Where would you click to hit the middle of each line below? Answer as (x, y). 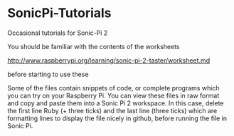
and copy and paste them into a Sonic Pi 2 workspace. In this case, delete (116, 103)
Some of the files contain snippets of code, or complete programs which (113, 88)
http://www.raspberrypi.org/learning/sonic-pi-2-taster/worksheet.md (109, 60)
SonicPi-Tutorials (59, 13)
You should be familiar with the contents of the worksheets (94, 46)
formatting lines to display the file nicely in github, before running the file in (117, 118)
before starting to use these (48, 74)
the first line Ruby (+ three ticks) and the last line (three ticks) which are (112, 110)
